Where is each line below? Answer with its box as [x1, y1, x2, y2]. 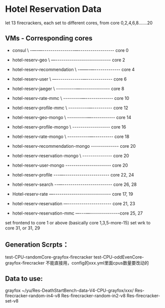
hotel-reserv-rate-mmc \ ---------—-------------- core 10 [12, 95, 130, 101]
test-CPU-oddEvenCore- [93, 254, 144, 260]
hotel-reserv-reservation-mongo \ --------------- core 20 [12, 152, 130, 159]
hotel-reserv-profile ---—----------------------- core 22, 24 [12, 172, 134, 177]
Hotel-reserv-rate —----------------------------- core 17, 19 [12, 191, 133, 197]
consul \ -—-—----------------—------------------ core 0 [12, 47, 129, 53]
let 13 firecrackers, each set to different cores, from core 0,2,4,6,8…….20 [5, 20, 153, 26]
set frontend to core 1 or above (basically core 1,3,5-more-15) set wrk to [5, 220, 151, 225]
